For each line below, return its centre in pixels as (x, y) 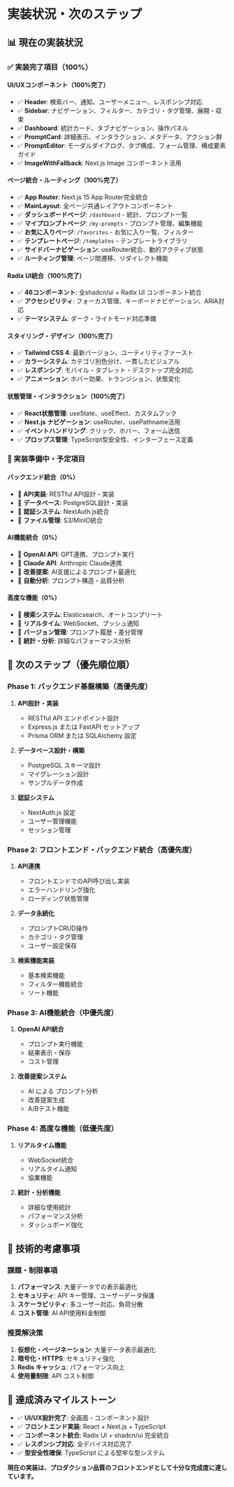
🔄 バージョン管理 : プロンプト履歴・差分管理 (80, 632)
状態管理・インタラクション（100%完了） (68, 396)
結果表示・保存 (49, 1053)
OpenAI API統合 (41, 1029)
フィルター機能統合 (56, 984)
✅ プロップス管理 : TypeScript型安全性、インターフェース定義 (105, 439)
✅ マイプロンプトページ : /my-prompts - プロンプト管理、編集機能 (110, 223)
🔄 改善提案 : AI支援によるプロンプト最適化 (77, 572)
